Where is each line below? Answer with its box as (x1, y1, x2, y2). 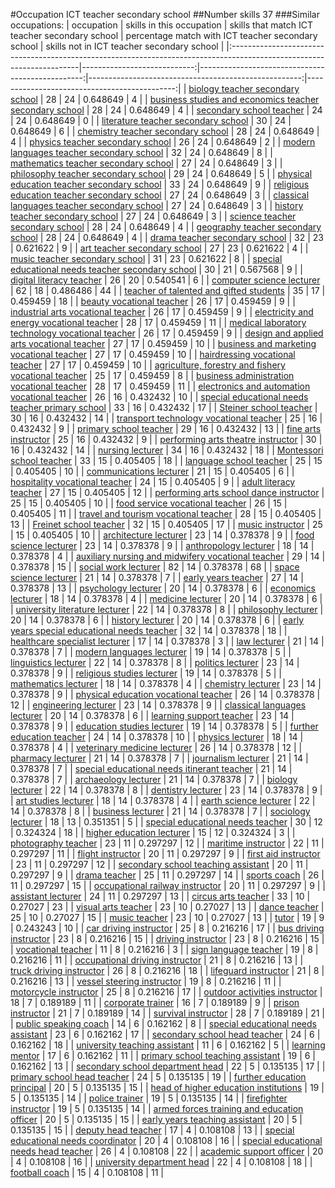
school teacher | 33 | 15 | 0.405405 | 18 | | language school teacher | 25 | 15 (10, 455, 323, 466)
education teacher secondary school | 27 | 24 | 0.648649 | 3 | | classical (10, 189, 310, 201)
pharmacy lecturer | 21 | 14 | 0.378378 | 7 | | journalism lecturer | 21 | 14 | (10, 752, 309, 764)
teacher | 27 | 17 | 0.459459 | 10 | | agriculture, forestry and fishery (10, 359, 286, 371)
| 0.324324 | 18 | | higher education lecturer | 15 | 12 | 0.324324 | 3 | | (10, 827, 296, 838)
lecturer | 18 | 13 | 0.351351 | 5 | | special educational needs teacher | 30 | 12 (10, 816, 323, 828)
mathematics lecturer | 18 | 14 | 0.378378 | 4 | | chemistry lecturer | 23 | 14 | (10, 678, 322, 689)
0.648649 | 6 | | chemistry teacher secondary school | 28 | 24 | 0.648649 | (10, 125, 320, 137)
